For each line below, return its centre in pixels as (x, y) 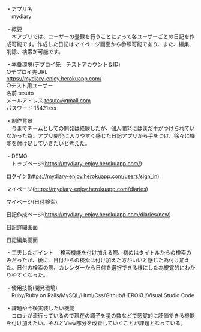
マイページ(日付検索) (32, 202)
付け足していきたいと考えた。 (53, 143)
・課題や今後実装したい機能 (40, 308)
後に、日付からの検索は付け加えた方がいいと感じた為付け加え (114, 260)
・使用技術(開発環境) (32, 288)
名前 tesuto (20, 93)
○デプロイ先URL (27, 72)
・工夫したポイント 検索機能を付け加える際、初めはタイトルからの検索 (96, 253)
